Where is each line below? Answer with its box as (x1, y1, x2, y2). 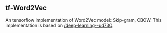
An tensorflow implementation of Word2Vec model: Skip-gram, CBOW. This (5, 17, 162, 23)
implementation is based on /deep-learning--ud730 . (5, 22, 114, 28)
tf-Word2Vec (5, 4, 47, 12)
